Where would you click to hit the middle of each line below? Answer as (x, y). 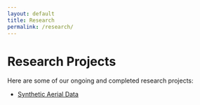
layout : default (31, 14)
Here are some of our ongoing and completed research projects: (101, 80)
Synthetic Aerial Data (48, 94)
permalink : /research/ (40, 27)
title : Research (31, 20)
